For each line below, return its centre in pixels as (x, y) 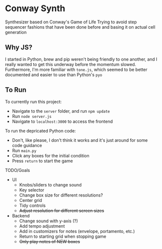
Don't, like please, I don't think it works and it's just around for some (80, 140)
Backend (21, 216)
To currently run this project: (33, 101)
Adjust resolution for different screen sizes (62, 210)
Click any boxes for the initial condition (51, 155)
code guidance (27, 145)
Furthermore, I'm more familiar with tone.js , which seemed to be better (76, 69)
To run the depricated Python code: (40, 131)
